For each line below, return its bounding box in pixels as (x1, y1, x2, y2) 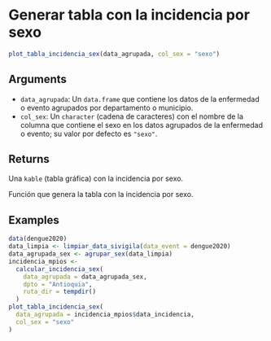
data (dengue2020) (8, 234, 68, 243)
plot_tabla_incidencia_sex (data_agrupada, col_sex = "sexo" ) (8, 50, 221, 58)
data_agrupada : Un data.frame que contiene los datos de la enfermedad (20, 94, 260, 103)
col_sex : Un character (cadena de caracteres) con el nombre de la (20, 111, 244, 121)
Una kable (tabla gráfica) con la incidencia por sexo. (8, 173, 184, 184)
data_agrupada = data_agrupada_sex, (23, 273, 148, 281)
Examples (8, 213, 59, 227)
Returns (8, 152, 50, 166)
